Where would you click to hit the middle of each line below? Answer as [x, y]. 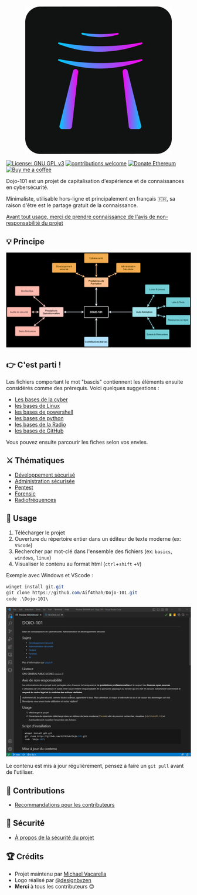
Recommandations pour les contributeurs [64, 805]
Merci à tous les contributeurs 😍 [55, 886]
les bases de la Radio [40, 424]
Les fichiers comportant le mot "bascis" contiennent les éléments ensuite [95, 382]
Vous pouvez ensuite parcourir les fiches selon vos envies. [77, 442]
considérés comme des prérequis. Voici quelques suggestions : [83, 388]
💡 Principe [26, 242]
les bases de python [39, 418]
